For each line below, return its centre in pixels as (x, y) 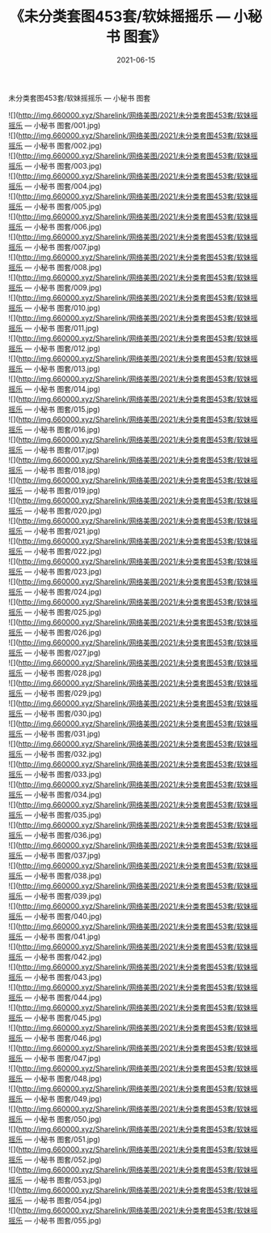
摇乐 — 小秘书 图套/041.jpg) (55, 936)
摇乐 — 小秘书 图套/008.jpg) (55, 267)
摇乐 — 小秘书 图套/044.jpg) (55, 997)
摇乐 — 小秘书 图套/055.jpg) (55, 1220)
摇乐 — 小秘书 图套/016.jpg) (55, 429)
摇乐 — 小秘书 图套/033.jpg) (55, 774)
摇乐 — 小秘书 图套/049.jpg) (55, 1098)
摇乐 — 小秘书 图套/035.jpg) (55, 814)
